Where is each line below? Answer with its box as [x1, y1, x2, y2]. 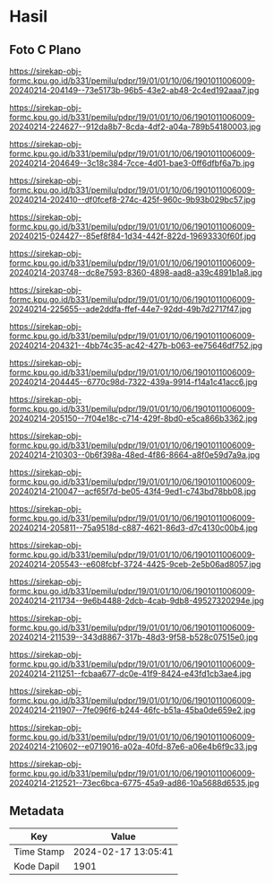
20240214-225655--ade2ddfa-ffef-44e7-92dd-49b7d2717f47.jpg [9, 303, 252, 314]
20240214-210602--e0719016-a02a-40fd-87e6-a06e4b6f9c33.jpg [9, 741, 258, 751]
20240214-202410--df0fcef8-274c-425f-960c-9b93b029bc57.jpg [9, 195, 256, 205]
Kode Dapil [13, 860, 60, 872]
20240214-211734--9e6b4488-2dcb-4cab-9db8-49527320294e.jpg [9, 595, 264, 606]
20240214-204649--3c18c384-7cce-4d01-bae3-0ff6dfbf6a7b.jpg [9, 158, 255, 168]
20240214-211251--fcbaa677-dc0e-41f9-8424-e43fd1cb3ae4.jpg [9, 669, 252, 678]
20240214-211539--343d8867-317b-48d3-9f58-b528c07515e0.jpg [9, 632, 259, 643]
